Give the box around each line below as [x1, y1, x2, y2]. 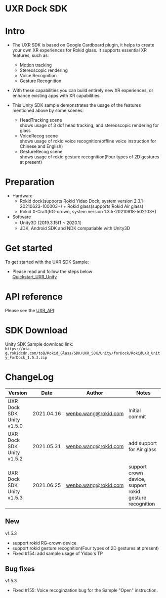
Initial [128, 407, 141, 414]
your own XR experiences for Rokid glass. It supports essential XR [12, 47, 147, 53]
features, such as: [12, 52, 49, 58]
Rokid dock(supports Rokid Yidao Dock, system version [19, 198, 133, 204]
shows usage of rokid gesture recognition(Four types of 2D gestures [19, 154, 160, 160]
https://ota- [5, 346, 32, 351]
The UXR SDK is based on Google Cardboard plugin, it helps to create [12, 42, 155, 48]
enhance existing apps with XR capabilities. [12, 92, 101, 99]
